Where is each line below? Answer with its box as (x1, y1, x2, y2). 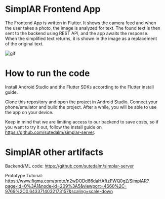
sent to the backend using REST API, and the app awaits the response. (5, 30, 149, 36)
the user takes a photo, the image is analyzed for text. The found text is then (5, 25, 161, 31)
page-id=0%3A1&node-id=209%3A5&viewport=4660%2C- (5, 183, 127, 189)
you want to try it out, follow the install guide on (5, 124, 102, 130)
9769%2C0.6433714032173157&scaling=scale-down (5, 188, 113, 194)
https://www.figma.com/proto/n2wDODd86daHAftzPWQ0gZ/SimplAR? (5, 178, 149, 184)
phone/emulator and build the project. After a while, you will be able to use (5, 104, 157, 110)
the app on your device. (5, 109, 53, 115)
